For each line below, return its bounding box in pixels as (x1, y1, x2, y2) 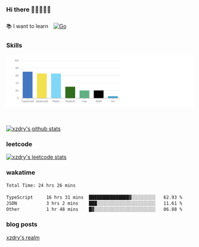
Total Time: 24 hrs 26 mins (6, 183, 76, 189)
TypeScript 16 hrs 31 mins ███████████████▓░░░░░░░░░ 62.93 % (6, 194, 183, 200)
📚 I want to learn (6, 23, 49, 30)
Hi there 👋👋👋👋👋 (6, 5, 52, 14)
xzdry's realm (6, 234, 40, 241)
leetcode (6, 140, 33, 148)
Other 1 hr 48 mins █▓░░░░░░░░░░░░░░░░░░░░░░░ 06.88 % (6, 206, 183, 212)
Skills (6, 41, 23, 50)
